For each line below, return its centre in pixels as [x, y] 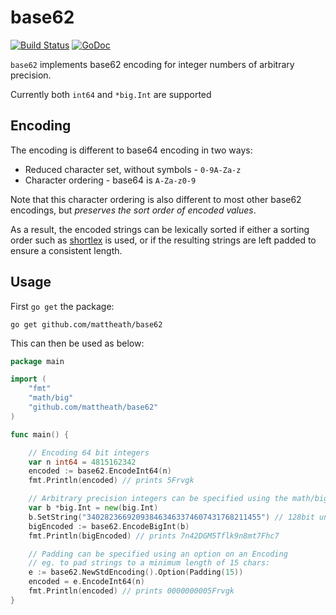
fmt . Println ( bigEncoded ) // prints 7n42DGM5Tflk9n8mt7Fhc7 [154, 536]
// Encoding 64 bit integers [89, 452]
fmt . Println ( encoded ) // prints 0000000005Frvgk [131, 591]
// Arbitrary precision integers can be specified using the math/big [178, 499]
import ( [28, 379]
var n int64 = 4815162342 [82, 462]
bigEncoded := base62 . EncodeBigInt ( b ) [109, 526]
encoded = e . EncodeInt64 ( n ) [86, 582]
